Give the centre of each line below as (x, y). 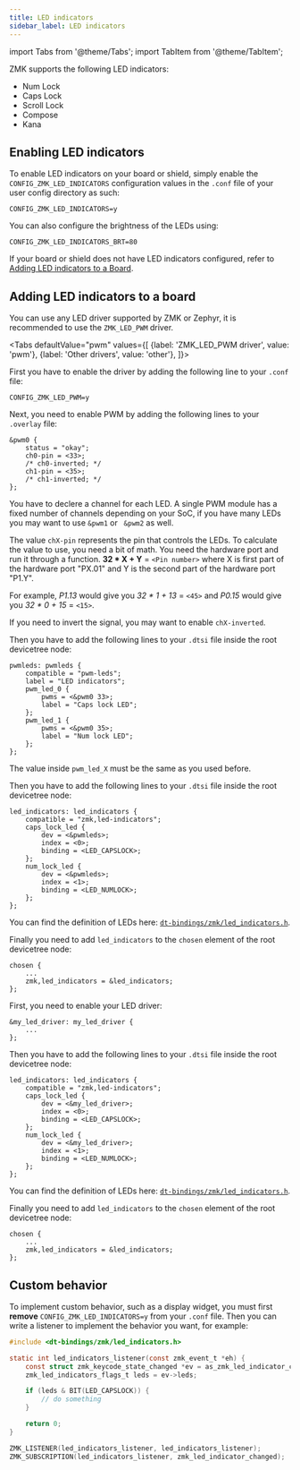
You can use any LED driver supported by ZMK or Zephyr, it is (123, 318)
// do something (71, 1399)
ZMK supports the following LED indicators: (89, 69)
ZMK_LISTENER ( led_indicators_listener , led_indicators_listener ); (135, 1448)
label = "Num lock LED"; (87, 736)
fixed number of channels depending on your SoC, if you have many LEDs (145, 513)
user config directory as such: (65, 192)
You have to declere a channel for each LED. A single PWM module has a (143, 504)
